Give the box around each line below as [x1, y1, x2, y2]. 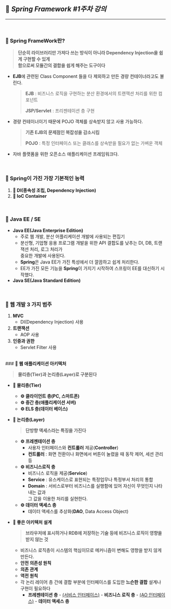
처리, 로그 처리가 [30, 246, 63, 252]
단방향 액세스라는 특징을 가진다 [25, 428, 87, 433]
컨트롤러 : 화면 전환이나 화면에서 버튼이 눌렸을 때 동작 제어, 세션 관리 [27, 451, 164, 457]
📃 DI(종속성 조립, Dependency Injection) [12, 188, 97, 194]
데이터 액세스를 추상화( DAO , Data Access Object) [27, 509, 129, 514]
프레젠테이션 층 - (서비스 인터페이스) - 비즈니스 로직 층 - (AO [27, 592, 148, 598]
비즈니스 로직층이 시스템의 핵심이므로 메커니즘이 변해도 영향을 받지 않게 [20, 547, 162, 553]
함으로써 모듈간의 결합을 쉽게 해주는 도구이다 [17, 63, 105, 69]
